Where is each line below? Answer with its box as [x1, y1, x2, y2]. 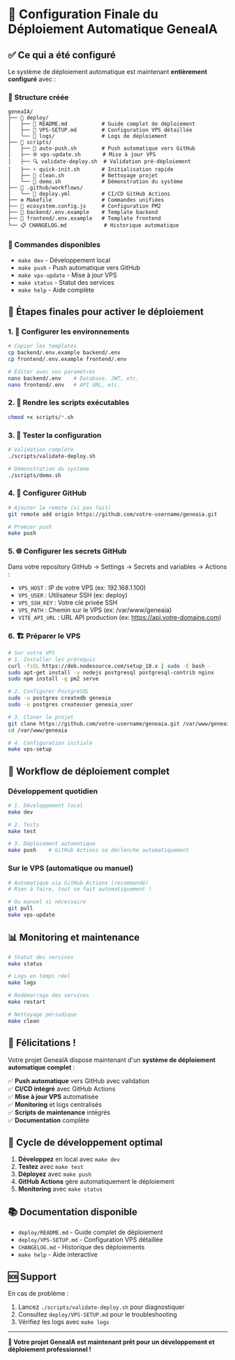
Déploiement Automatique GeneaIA [8, 21, 218, 37]
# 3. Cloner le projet [8, 714, 74, 721]
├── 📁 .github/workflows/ [8, 185, 83, 192]
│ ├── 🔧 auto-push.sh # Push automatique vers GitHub [8, 145, 196, 153]
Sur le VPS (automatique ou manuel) [8, 863, 134, 873]
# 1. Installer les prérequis [8, 656, 96, 663]
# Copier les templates [8, 343, 77, 350]
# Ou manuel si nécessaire [8, 898, 86, 905]
